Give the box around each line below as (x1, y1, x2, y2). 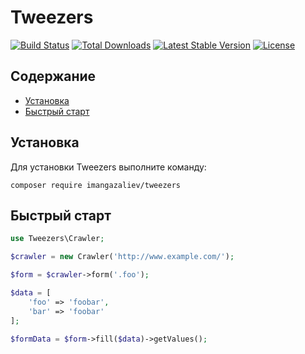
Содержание (10, 68, 97, 85)
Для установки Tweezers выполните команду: (10, 161, 207, 173)
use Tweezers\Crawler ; (10, 234, 105, 244)
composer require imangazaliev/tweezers (10, 180, 182, 190)
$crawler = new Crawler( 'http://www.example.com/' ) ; (10, 252, 235, 262)
